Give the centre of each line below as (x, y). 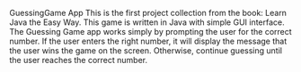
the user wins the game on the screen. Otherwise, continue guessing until (146, 51)
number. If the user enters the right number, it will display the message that (148, 41)
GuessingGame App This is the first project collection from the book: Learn (148, 13)
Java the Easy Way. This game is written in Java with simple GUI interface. (147, 22)
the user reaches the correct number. (79, 60)
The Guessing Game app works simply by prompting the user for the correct (150, 32)
